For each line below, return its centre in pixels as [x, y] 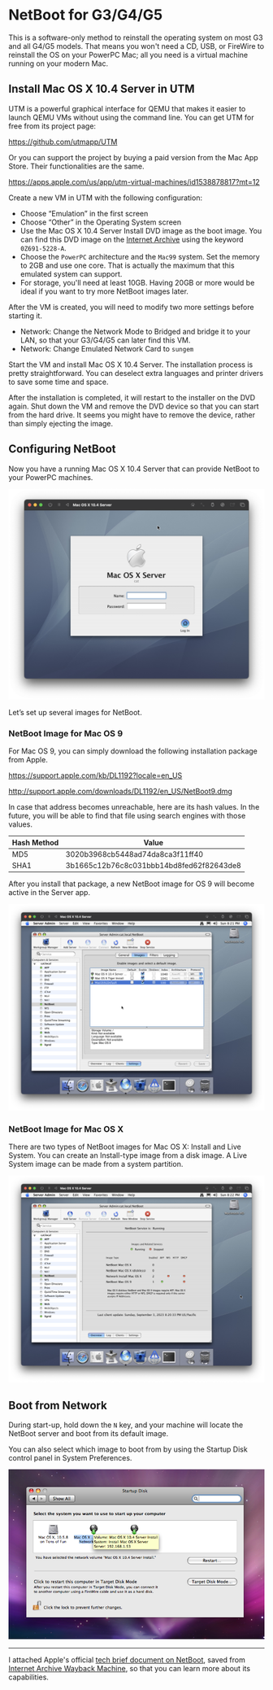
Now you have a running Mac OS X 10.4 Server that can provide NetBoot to [134, 469]
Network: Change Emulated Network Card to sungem [107, 348]
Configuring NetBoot [62, 449]
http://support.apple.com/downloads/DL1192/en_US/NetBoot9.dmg [121, 792]
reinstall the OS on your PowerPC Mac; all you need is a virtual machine [128, 55]
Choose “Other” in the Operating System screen [101, 222]
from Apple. [28, 760]
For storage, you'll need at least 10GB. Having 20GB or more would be [137, 282]
